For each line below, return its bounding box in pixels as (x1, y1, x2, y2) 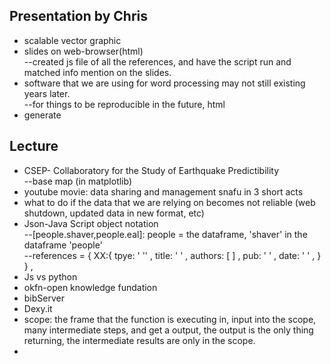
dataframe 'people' (23, 239, 103, 251)
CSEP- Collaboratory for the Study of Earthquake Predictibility (23, 164, 280, 176)
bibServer (23, 292, 65, 304)
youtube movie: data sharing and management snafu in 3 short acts (23, 185, 304, 198)
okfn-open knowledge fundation (23, 281, 158, 293)
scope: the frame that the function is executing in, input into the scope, (23, 313, 317, 325)
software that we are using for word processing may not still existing (23, 77, 306, 89)
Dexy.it (23, 302, 53, 314)
